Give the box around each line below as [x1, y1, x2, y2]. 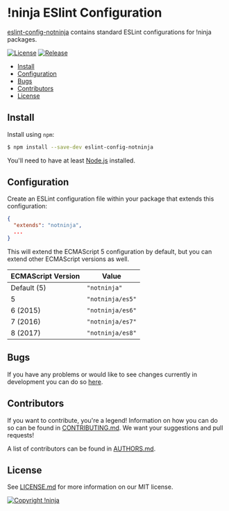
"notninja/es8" [86, 328, 137, 337]
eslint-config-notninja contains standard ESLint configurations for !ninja [7, 28, 212, 36]
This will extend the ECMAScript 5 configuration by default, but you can [7, 247, 212, 255]
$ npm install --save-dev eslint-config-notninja [7, 144, 154, 151]
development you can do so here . [7, 377, 103, 386]
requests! [7, 430, 35, 439]
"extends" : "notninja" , [13, 222, 82, 229]
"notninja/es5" [86, 295, 137, 303]
